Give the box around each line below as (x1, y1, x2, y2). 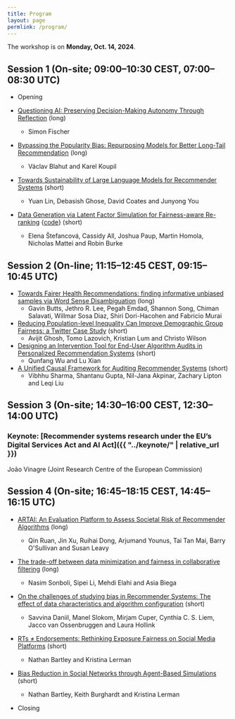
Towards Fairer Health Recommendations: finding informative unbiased (17, 289, 224, 298)
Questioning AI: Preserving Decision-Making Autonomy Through (17, 106, 204, 115)
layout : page (7, 17, 46, 24)
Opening (17, 93, 43, 101)
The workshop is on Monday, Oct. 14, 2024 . (7, 43, 136, 51)
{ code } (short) (41, 218, 83, 227)
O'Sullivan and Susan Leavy (27, 543, 109, 552)
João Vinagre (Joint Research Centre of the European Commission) (7, 465, 203, 473)
